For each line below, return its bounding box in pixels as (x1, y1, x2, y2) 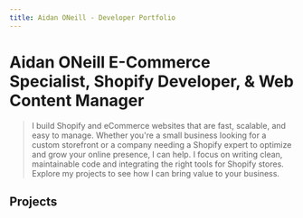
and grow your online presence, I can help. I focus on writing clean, (31, 149, 283, 159)
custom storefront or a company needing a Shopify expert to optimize (31, 139, 292, 150)
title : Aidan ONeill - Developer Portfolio (9, 13, 176, 23)
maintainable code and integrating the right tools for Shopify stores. (31, 159, 285, 169)
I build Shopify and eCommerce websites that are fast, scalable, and (31, 120, 287, 131)
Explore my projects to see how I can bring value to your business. (31, 168, 280, 178)
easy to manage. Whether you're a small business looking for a (31, 130, 267, 141)
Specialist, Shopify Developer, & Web (9, 71, 294, 91)
